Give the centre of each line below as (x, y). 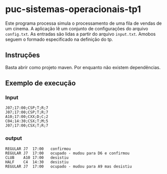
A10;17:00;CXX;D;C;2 (27, 117)
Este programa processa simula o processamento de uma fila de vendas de (83, 23)
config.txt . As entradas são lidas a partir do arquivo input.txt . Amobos (80, 34)
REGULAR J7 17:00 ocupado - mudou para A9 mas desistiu (69, 166)
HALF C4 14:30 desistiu (37, 162)
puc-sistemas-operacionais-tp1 (73, 9)
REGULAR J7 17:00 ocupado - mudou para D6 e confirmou (67, 153)
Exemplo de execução (41, 83)
